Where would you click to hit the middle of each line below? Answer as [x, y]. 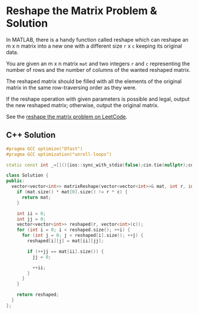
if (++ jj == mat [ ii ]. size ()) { [66, 252]
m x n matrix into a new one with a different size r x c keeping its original [94, 46]
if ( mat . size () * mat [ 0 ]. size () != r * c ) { [72, 192]
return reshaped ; [38, 295]
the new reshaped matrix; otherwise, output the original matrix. [82, 105]
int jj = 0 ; [31, 219]
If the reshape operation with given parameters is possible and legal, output [98, 99]
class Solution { [27, 176]
